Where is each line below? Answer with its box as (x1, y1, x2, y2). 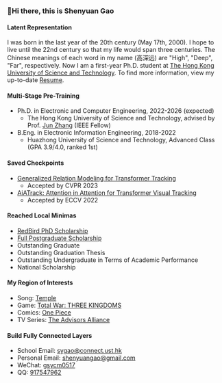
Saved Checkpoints (7, 159, 64, 167)
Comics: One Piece (16, 308, 72, 317)
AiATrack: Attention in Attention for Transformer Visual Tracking (16, 188, 197, 197)
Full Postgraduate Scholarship (16, 234, 102, 242)
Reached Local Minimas (7, 211, 77, 220)
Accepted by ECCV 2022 (27, 196, 99, 204)
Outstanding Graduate (16, 241, 80, 249)
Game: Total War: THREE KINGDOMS (16, 301, 122, 309)
